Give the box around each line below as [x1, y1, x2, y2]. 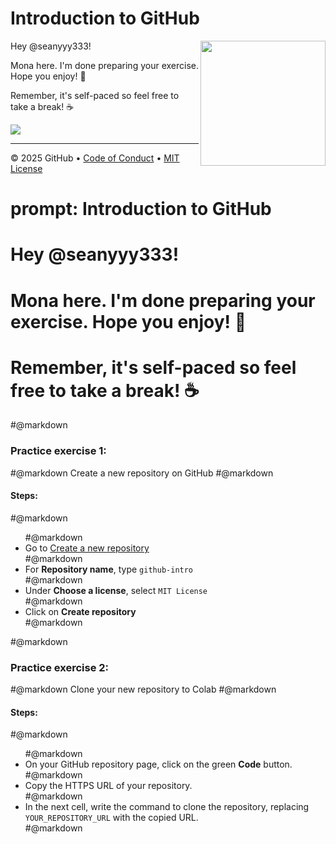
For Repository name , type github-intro [24, 563, 194, 575]
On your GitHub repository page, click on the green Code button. [24, 758, 293, 771]
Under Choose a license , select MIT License [24, 584, 208, 596]
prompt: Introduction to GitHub [10, 198, 272, 221]
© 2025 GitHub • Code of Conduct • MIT [10, 152, 180, 164]
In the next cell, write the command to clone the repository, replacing [24, 801, 310, 813]
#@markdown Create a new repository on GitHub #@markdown [10, 467, 274, 479]
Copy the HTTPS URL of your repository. [24, 780, 193, 792]
